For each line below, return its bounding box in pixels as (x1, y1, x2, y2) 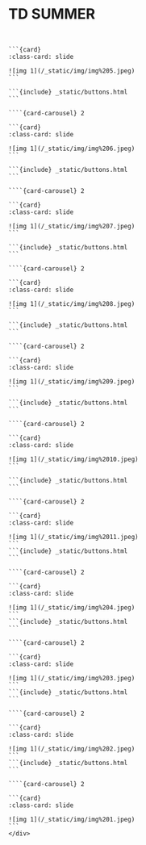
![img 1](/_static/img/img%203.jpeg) (8, 674, 136, 682)
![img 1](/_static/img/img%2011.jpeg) (8, 533, 139, 541)
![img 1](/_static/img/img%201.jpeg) (8, 815, 136, 823)
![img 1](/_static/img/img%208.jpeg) (8, 299, 136, 307)
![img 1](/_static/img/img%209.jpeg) (8, 377, 136, 386)
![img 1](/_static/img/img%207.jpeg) (8, 222, 136, 230)
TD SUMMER (8, 5, 95, 23)
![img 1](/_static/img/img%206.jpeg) (8, 144, 136, 153)
